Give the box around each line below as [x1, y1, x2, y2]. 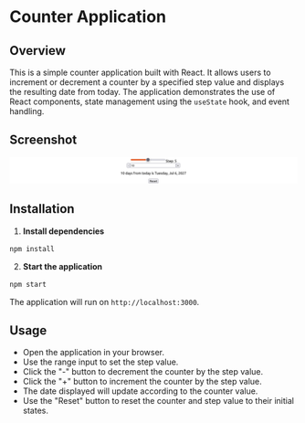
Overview [9, 43, 67, 58]
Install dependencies [22, 226, 105, 237]
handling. [9, 106, 45, 116]
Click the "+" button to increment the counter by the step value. [22, 376, 262, 387]
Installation [9, 201, 75, 217]
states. [22, 405, 48, 417]
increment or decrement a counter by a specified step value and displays [9, 77, 285, 88]
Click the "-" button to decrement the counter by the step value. [22, 366, 264, 377]
